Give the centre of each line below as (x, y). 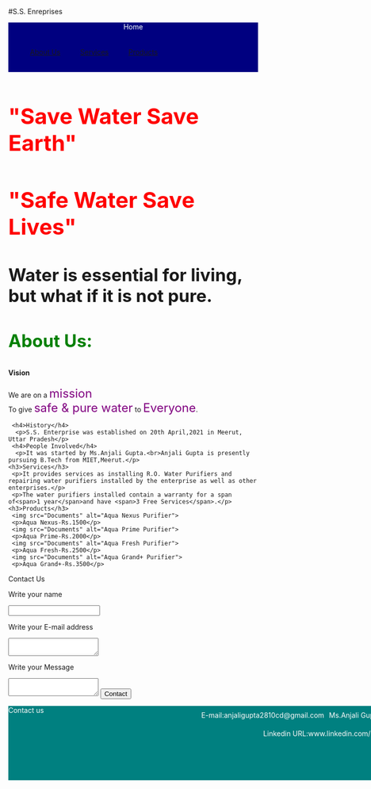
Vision (19, 373)
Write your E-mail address (51, 626)
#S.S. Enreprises (36, 11)
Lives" (42, 227)
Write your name (35, 594)
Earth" (43, 143)
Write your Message (41, 667)
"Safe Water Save (102, 200)
